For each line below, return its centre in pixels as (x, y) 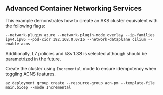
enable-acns (18, 44)
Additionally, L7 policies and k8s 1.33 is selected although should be (76, 53)
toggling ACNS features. (30, 74)
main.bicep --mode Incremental (38, 87)
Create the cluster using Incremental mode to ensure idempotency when (81, 68)
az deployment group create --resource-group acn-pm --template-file (80, 83)
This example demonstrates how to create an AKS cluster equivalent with (81, 20)
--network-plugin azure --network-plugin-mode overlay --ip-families (80, 35)
